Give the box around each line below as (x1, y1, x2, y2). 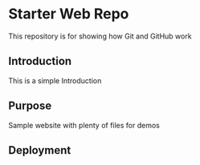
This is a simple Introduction (8, 75, 102, 85)
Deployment (8, 143, 71, 157)
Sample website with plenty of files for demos (8, 120, 161, 130)
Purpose (8, 99, 52, 113)
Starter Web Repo (8, 5, 129, 23)
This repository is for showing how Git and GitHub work (8, 31, 192, 41)
